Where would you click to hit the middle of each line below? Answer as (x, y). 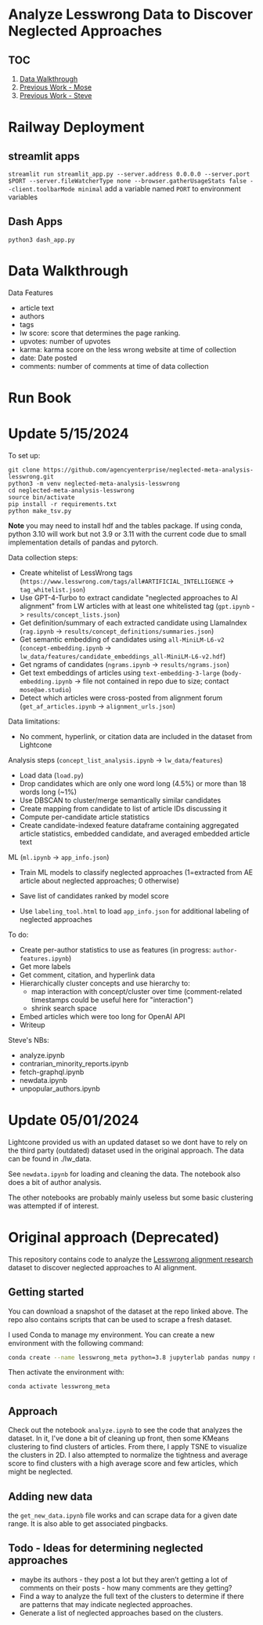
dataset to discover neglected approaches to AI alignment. (103, 1267)
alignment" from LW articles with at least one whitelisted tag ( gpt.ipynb (135, 606)
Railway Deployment (76, 128)
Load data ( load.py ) (51, 775)
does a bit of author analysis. (55, 1182)
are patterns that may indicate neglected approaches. (106, 1604)
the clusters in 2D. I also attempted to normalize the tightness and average (128, 1455)
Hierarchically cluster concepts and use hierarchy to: (104, 983)
